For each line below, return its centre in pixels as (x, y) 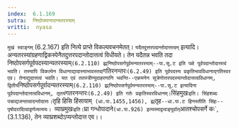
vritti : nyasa (30, 27)
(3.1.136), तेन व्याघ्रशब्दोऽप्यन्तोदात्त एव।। (55, 117)
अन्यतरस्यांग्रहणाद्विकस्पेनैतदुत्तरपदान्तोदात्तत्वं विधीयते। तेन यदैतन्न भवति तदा (90, 55)
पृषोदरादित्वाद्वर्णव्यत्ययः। (29, 110)
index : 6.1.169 (31, 14)
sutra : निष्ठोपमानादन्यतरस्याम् (41, 21)
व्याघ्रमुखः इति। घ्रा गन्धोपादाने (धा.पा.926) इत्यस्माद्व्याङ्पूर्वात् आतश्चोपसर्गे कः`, (136, 109)
